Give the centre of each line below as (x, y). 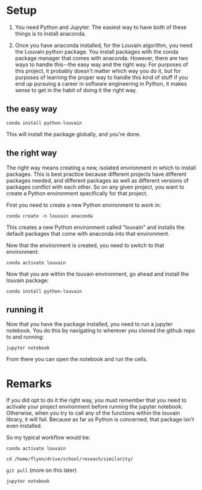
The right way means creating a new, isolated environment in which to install (101, 168)
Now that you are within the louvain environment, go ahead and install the (98, 274)
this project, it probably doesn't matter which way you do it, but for (98, 71)
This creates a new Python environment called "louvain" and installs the (96, 227)
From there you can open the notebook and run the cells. (77, 359)
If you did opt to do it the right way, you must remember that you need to (96, 400)
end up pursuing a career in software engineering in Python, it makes (101, 83)
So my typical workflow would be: (48, 438)
